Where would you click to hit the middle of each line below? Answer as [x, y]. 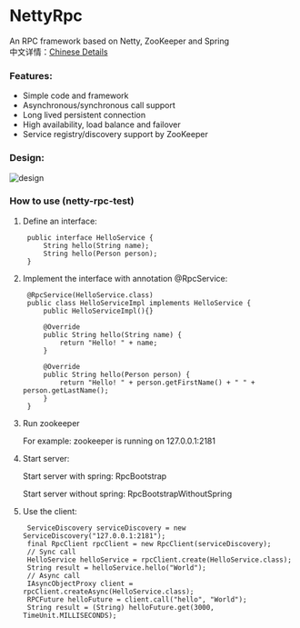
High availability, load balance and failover [102, 125]
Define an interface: [60, 221]
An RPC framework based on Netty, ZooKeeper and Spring [120, 41]
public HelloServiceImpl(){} [98, 311]
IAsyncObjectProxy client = [80, 583]
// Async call [54, 575]
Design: [27, 158]
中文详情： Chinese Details [59, 52]
